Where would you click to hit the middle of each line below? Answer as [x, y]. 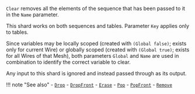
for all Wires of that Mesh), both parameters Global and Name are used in [93, 56]
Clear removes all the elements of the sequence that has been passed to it [96, 8]
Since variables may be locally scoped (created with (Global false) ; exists [96, 43]
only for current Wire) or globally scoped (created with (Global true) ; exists [98, 50]
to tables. [17, 32]
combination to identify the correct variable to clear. [69, 62]
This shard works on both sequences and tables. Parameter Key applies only [98, 26]
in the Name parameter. [33, 15]
